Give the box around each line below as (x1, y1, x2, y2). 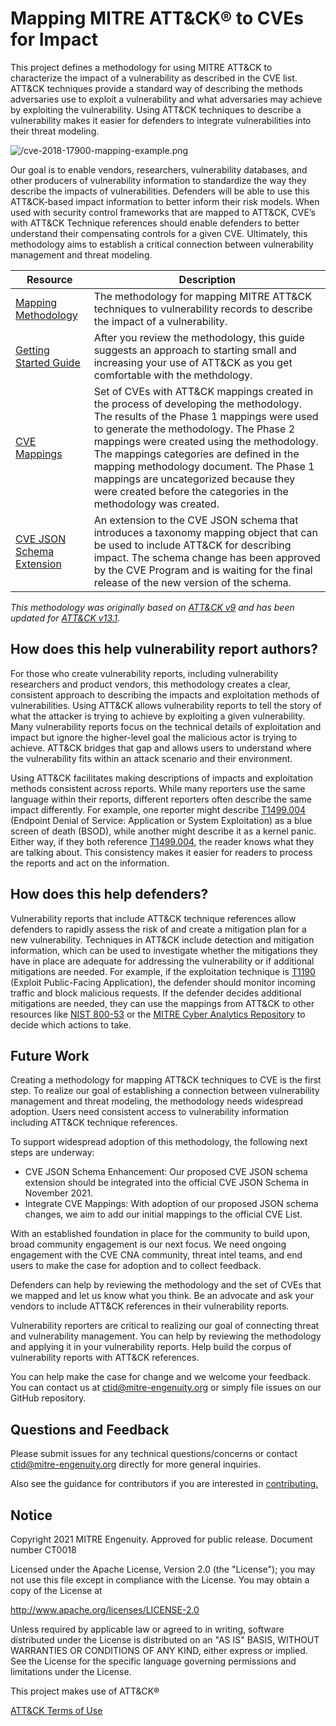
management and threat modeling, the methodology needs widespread (10, 1095, 304, 1107)
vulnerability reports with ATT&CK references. (10, 1352, 200, 1364)
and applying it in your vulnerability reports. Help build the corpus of (10, 1341, 292, 1353)
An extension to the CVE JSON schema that (93, 513, 299, 527)
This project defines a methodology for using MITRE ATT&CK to (10, 61, 273, 73)
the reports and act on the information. (10, 857, 170, 869)
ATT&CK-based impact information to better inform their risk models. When (10, 195, 320, 207)
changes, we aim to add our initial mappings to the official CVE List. (24, 1208, 303, 1221)
